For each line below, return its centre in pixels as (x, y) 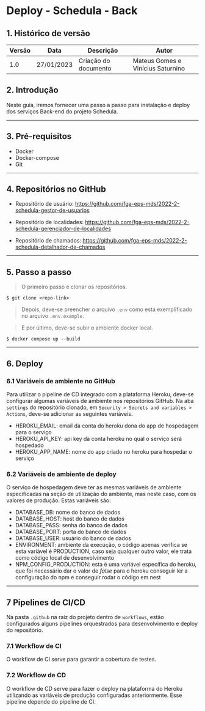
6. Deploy (25, 363)
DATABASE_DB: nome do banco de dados (68, 513)
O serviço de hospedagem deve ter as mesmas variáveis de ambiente (94, 487)
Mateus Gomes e (157, 61)
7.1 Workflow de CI (34, 645)
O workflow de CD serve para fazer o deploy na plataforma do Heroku (95, 688)
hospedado (29, 445)
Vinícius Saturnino (159, 68)
